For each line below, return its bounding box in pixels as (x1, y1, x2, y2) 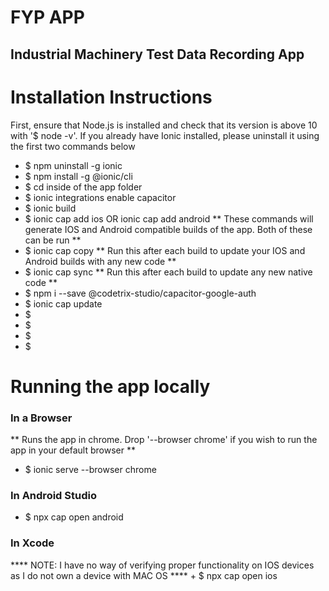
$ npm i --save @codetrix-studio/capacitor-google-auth (24, 287, 257, 299)
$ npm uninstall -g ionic (24, 159, 123, 171)
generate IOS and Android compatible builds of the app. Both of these (24, 223, 313, 235)
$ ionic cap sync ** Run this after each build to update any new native (24, 266, 313, 278)
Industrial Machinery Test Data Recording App (10, 46, 305, 63)
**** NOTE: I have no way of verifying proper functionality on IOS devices (10, 559, 315, 571)
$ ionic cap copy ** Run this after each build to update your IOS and (24, 244, 306, 256)
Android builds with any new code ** (24, 255, 177, 267)
